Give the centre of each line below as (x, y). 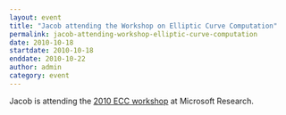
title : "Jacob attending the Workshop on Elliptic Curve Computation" (143, 26)
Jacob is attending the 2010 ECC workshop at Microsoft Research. (132, 101)
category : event (39, 76)
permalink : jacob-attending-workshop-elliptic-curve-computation (133, 34)
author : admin (36, 68)
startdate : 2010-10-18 (51, 51)
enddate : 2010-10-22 (48, 59)
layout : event (36, 17)
